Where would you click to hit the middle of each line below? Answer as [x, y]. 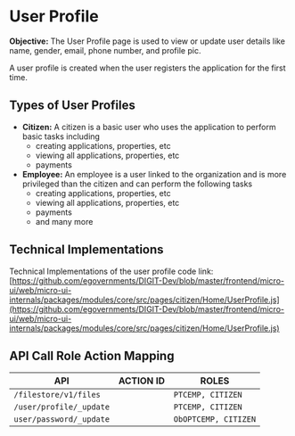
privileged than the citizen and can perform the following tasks [137, 184]
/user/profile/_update [61, 407]
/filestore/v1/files [57, 395]
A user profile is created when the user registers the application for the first [148, 68]
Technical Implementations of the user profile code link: [111, 271]
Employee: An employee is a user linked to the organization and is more [154, 174]
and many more [64, 221]
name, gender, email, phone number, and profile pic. [105, 50]
